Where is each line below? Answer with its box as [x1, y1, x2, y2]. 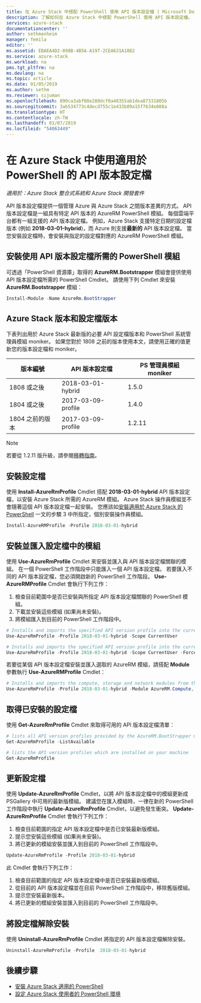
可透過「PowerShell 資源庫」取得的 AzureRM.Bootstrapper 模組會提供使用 [6, 268, 192, 276]
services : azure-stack [6, 20, 63, 26]
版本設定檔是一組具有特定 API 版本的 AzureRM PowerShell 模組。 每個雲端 [6, 209, 190, 216]
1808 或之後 [9, 383, 45, 391]
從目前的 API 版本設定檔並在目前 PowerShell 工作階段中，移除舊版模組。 [14, 884, 193, 891]
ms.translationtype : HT [6, 109, 66, 115]
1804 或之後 [9, 400, 45, 409]
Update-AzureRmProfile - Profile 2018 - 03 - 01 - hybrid [6, 853, 135, 859]
